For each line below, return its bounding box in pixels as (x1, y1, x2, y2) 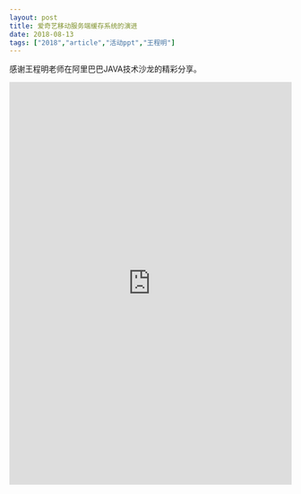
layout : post (9, 13, 58, 22)
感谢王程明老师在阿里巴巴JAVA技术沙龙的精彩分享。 (9, 64, 202, 74)
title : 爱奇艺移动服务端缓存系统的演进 (9, 21, 138, 30)
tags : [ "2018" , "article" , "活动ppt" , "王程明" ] (9, 38, 176, 47)
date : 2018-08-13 (9, 30, 74, 38)
